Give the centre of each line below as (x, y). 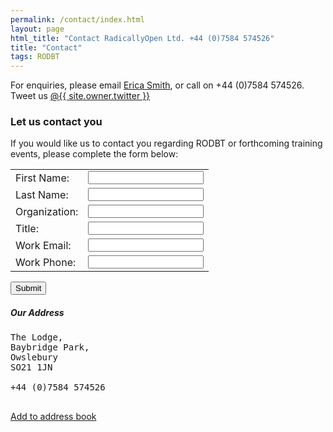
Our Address (37, 313)
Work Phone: (46, 262)
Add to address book (53, 417)
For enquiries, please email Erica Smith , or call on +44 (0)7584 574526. (157, 85)
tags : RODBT (35, 57)
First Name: (42, 178)
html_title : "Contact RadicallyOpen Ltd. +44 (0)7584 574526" (142, 38)
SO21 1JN (31, 367)
